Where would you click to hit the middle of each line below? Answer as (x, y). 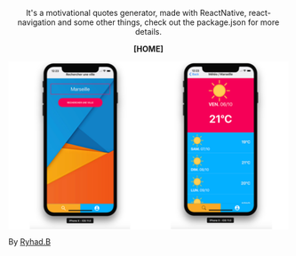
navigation (36, 22)
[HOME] (148, 49)
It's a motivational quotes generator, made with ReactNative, (136, 13)
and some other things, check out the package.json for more (168, 22)
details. (148, 32)
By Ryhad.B (29, 242)
